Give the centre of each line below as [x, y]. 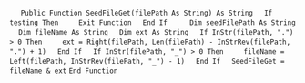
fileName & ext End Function [64, 71]
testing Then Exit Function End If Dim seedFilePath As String [152, 23]
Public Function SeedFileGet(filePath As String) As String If [147, 13]
